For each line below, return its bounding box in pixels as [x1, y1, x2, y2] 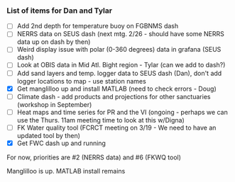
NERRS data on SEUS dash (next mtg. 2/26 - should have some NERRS [16, 30, 224, 38]
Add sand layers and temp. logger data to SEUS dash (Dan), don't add [16, 69, 222, 77]
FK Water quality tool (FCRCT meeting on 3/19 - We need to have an [16, 123, 217, 132]
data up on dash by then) [16, 38, 91, 46]
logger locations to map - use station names [16, 76, 146, 85]
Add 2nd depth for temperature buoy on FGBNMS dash [16, 22, 179, 30]
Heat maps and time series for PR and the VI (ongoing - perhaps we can [16, 108, 228, 116]
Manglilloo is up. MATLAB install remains [6, 166, 126, 175]
